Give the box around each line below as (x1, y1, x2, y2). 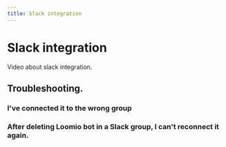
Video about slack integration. (7, 63, 93, 71)
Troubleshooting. (7, 82, 84, 94)
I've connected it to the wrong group (7, 103, 133, 112)
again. (7, 130, 29, 140)
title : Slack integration (7, 10, 82, 17)
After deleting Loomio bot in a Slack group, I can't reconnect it (7, 121, 220, 131)
